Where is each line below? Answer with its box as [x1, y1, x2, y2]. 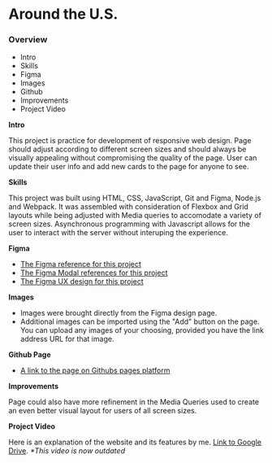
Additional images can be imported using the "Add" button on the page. [19, 317, 260, 326]
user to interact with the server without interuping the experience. [8, 228, 229, 238]
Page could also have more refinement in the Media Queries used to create [8, 397, 260, 407]
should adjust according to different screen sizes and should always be [8, 144, 247, 155]
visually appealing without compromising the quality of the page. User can [8, 153, 257, 163]
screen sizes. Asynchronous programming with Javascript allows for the [8, 219, 250, 229]
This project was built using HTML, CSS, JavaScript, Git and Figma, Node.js [8, 193, 261, 203]
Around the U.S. [8, 5, 119, 24]
